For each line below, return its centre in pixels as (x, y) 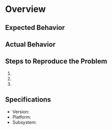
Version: (21, 112)
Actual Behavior (30, 44)
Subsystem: (25, 122)
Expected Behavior (35, 28)
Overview (26, 9)
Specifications (28, 100)
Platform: (22, 117)
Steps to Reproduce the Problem (56, 62)
